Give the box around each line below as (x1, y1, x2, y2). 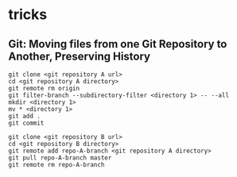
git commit (8, 119, 45, 127)
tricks (8, 6, 48, 24)
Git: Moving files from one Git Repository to (8, 37, 227, 51)
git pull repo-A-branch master (8, 154, 112, 162)
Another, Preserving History (8, 49, 151, 63)
